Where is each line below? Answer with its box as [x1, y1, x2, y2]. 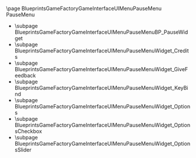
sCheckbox [14, 128, 42, 135]
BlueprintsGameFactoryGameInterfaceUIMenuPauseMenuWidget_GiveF [14, 66, 188, 72]
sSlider [14, 146, 32, 153]
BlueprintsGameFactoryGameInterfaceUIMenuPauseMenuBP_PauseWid [14, 29, 188, 36]
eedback [14, 72, 36, 79]
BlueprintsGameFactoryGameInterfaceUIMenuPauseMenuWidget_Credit [14, 47, 189, 54]
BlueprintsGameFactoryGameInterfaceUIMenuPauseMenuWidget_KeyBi [14, 85, 188, 91]
